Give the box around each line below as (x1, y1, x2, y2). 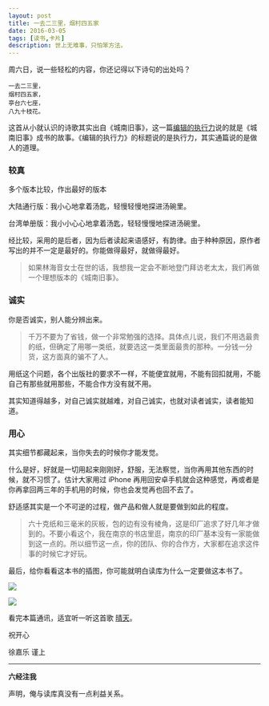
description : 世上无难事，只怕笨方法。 (8, 42, 126, 50)
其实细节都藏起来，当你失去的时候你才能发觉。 (8, 448, 163, 457)
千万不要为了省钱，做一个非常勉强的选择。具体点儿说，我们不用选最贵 (27, 331, 260, 341)
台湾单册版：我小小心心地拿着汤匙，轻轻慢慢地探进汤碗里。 (8, 218, 205, 229)
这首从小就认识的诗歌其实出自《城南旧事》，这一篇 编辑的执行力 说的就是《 (8, 123, 251, 132)
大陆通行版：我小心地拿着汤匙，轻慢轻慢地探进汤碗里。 (8, 201, 191, 211)
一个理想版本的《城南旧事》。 (27, 273, 123, 282)
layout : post (8, 11, 52, 20)
